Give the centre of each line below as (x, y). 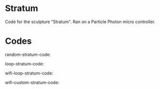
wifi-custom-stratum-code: (32, 82)
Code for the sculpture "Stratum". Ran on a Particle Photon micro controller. (80, 22)
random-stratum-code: (28, 54)
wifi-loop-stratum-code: (29, 73)
